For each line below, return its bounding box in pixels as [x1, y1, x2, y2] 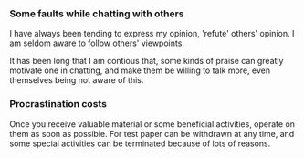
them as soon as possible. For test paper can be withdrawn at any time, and [9, 128, 295, 139]
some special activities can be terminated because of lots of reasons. [9, 138, 271, 149]
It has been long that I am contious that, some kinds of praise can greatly [9, 56, 284, 67]
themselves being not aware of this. [9, 75, 144, 86]
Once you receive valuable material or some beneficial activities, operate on [9, 118, 295, 130]
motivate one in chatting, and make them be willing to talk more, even [9, 65, 271, 76]
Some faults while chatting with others [9, 7, 184, 20]
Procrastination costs [9, 98, 108, 111]
